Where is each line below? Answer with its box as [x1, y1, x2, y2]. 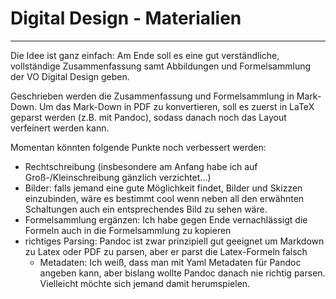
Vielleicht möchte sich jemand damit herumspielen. [39, 277, 251, 289]
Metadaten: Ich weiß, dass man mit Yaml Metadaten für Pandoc [39, 256, 302, 268]
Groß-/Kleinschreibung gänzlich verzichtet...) [24, 171, 212, 183]
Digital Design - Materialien [10, 7, 242, 30]
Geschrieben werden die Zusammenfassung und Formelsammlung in [10, 90, 295, 102]
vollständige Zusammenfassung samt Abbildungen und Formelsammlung [10, 60, 312, 72]
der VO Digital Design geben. [10, 70, 130, 82]
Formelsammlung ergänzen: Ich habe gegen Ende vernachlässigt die [24, 213, 308, 226]
